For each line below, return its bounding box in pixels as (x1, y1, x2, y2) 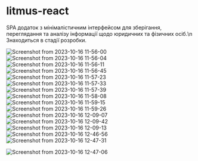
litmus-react (6, 4, 69, 18)
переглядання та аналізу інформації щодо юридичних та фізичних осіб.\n (6, 30, 193, 37)
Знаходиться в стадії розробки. (6, 36, 87, 44)
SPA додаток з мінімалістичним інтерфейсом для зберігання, (6, 24, 162, 31)
